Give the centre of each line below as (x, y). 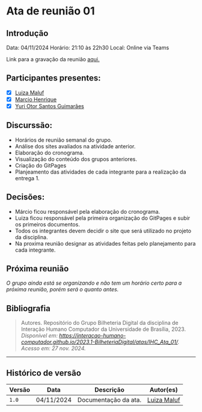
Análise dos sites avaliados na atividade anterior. (75, 146)
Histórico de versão (44, 373)
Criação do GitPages (41, 165)
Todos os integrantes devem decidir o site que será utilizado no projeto (103, 231)
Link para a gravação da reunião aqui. (53, 59)
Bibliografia (29, 308)
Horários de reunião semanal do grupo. (63, 140)
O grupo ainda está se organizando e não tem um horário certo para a (94, 283)
